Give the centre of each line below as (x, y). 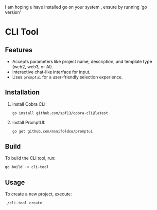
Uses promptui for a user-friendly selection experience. (67, 77)
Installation (22, 92)
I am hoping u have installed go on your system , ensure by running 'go (76, 7)
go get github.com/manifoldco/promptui (52, 131)
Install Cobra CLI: (29, 104)
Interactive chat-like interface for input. (51, 72)
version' (13, 12)
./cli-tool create (24, 203)
